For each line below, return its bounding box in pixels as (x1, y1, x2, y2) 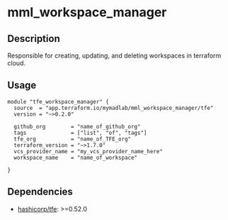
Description (7, 33, 60, 45)
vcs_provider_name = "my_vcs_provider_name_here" (13, 148, 163, 155)
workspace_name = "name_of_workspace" (13, 154, 138, 161)
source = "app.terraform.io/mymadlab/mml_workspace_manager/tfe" (13, 104, 214, 111)
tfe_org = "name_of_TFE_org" (13, 136, 132, 143)
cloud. (7, 59, 26, 67)
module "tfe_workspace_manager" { (7, 98, 110, 105)
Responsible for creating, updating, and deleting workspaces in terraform (7, 51, 222, 60)
